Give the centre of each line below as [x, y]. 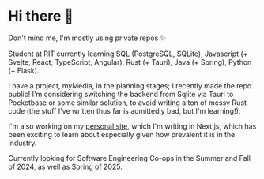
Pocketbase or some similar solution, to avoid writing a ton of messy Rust [128, 103]
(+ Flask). [24, 70]
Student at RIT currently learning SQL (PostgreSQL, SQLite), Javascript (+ [128, 54]
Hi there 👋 [41, 16]
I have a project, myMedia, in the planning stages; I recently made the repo [130, 85]
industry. [23, 143]
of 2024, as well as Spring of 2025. [65, 166]
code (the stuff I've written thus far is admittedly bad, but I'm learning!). [124, 110]
